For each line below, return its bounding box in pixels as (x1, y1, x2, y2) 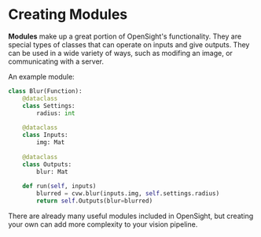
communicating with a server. (8, 57, 105, 66)
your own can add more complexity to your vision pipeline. (8, 219, 198, 229)
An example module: (8, 72, 75, 81)
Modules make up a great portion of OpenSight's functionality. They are (8, 31, 242, 41)
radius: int (36, 109, 76, 117)
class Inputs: (22, 131, 68, 139)
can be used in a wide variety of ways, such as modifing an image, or (8, 48, 233, 57)
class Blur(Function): (8, 87, 83, 95)
